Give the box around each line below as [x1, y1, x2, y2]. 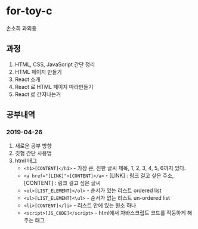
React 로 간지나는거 [14, 91, 61, 98]
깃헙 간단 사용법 [14, 150, 52, 157]
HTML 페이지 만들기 [14, 68, 62, 75]
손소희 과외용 [6, 24, 37, 32]
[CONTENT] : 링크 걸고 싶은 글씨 [23, 180, 101, 187]
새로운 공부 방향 [14, 142, 52, 150]
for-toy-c [6, 4, 52, 18]
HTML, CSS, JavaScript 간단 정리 [14, 61, 95, 68]
